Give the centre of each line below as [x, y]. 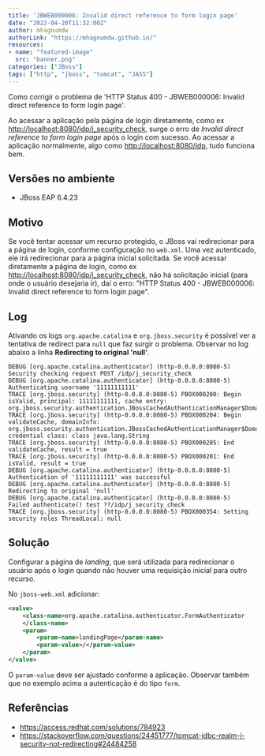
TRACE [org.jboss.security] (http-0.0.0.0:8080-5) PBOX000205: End [121, 443]
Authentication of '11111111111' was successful [90, 477]
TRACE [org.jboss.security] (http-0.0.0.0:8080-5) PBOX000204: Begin [125, 415]
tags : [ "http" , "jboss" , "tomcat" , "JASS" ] [81, 74]
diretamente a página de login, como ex [73, 267]
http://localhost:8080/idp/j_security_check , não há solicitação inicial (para [128, 275]
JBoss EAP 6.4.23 [49, 197]
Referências [39, 708]
